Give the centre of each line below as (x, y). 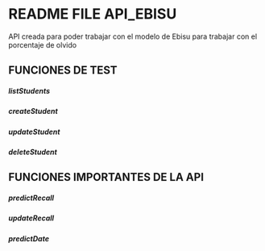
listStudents (29, 90)
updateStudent (34, 132)
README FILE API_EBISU (93, 14)
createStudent (33, 111)
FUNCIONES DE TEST (63, 71)
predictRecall (31, 198)
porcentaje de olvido (43, 44)
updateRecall (31, 218)
